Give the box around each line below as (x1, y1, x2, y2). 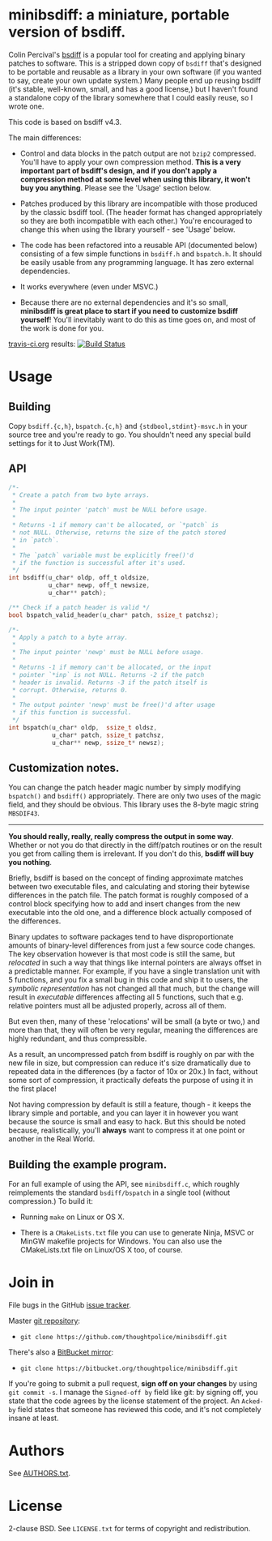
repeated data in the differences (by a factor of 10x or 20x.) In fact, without (8, 1067, 258, 1077)
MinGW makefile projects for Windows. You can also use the (19, 1236, 223, 1246)
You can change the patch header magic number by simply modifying (8, 782, 241, 792)
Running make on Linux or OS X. (19, 1212, 125, 1222)
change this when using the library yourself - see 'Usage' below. (19, 225, 236, 234)
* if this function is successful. (11, 708, 132, 717)
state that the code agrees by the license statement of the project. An (8, 1396, 240, 1406)
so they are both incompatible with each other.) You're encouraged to (19, 216, 253, 225)
